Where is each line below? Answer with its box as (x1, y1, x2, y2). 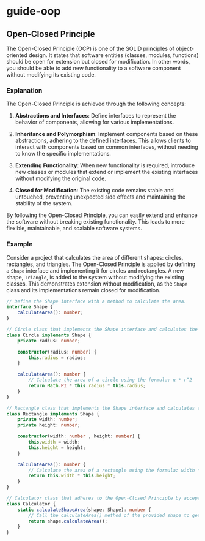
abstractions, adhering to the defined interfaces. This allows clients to (15, 137, 191, 145)
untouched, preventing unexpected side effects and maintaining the (15, 193, 186, 200)
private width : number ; (17, 417, 78, 423)
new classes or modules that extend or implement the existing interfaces (15, 168, 198, 176)
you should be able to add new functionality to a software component (6, 64, 181, 72)
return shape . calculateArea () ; (28, 518, 108, 524)
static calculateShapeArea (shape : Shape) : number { (17, 507, 151, 513)
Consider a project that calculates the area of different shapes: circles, (6, 254, 184, 261)
